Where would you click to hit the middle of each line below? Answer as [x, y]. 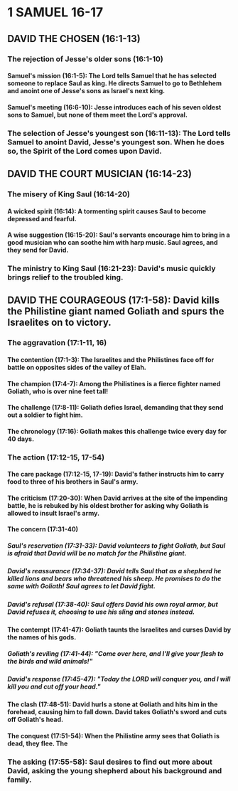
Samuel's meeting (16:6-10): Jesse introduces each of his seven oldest [114, 107]
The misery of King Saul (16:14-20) [69, 194]
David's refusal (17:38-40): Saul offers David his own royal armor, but [113, 604]
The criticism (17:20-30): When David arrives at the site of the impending [118, 498]
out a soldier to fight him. [45, 415]
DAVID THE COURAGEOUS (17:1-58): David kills [114, 301]
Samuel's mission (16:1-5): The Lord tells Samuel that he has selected [112, 76]
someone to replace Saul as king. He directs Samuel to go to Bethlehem [115, 83]
